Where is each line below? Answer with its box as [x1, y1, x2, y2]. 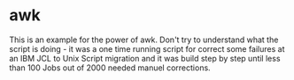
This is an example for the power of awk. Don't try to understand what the [9, 34, 279, 45]
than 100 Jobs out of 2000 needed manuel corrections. [9, 62, 211, 73]
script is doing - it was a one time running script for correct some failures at [9, 43, 285, 54]
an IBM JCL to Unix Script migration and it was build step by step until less [9, 53, 281, 63]
